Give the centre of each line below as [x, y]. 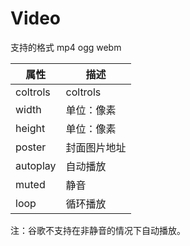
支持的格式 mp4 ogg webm [66, 47]
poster [31, 147]
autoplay [36, 165]
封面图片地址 [96, 147]
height [30, 128]
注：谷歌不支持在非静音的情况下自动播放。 [98, 230]
